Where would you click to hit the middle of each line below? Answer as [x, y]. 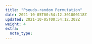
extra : [12, 29]
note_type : [21, 33]
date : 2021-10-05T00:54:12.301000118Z [46, 15]
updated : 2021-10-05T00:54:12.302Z [43, 19]
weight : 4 [16, 24]
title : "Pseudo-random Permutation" [44, 10]
